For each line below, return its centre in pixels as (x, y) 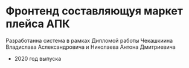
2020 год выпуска (38, 58)
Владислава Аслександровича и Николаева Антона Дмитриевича (91, 47)
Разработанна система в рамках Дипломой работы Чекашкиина (89, 40)
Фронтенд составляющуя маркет (94, 11)
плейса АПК (38, 24)
